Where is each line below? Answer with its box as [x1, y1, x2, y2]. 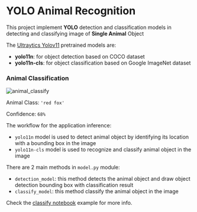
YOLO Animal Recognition [6, 4, 136, 18]
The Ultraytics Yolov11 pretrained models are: [6, 41, 117, 49]
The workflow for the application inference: [6, 122, 112, 129]
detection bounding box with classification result [14, 182, 134, 189]
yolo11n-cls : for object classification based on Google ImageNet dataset [14, 59, 191, 66]
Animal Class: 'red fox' [6, 99, 65, 106]
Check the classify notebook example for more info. [6, 200, 133, 207]
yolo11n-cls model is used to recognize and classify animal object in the [14, 146, 192, 153]
